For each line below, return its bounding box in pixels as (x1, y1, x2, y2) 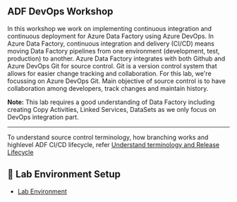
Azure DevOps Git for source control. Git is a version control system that (7, 61, 217, 70)
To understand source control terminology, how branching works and (7, 133, 209, 141)
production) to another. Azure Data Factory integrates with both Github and (7, 54, 226, 63)
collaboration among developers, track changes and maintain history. (7, 84, 209, 92)
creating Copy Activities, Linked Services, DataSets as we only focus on (7, 105, 217, 113)
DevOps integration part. (7, 113, 79, 121)
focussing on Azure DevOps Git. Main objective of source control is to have (7, 77, 226, 85)
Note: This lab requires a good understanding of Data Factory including (7, 98, 215, 106)
